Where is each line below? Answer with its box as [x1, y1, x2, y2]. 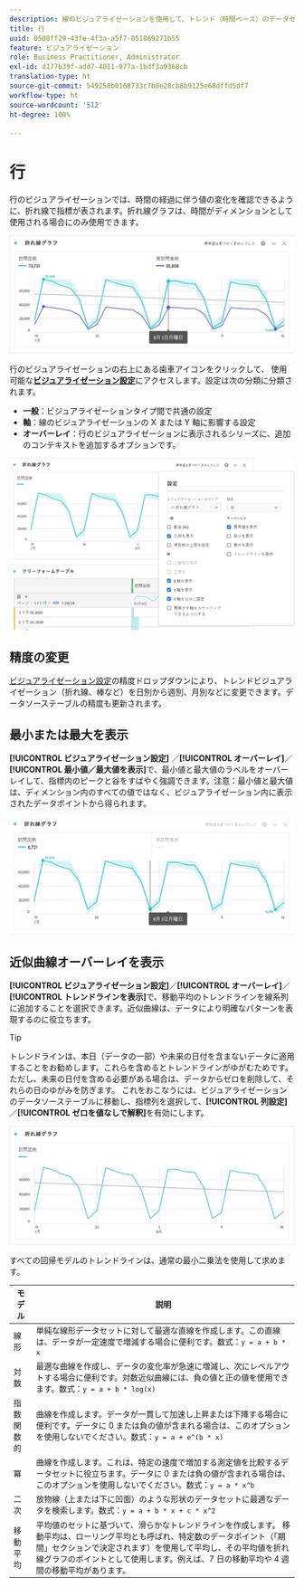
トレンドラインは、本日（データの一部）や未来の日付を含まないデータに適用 [9, 1050, 295, 1062]
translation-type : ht [9, 72, 91, 81]
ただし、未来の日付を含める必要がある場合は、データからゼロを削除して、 [9, 1073, 287, 1085]
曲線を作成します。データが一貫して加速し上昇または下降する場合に [35, 1408, 290, 1420]
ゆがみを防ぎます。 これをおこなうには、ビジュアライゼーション [48, 1085, 288, 1096]
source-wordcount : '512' [9, 100, 103, 109]
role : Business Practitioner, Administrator [9, 52, 180, 62]
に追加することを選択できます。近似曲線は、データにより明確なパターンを [9, 1003, 286, 1013]
